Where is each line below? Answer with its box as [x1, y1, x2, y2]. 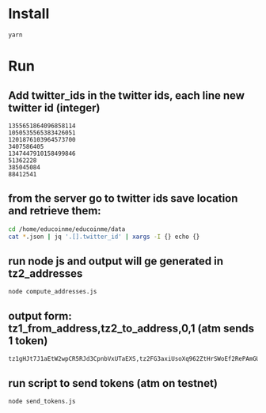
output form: [8, 309, 73, 323]
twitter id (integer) [8, 100, 101, 115]
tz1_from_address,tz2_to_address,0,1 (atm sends [8, 321, 255, 335]
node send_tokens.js [8, 397, 77, 405]
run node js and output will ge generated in [8, 254, 224, 267]
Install [8, 5, 50, 23]
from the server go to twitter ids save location [8, 191, 238, 206]
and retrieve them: [8, 204, 101, 218]
